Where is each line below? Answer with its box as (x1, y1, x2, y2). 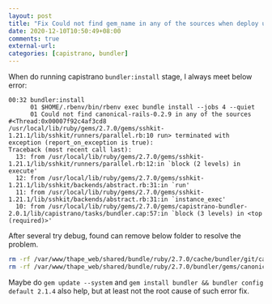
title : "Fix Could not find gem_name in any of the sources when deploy (8, 19, 259, 28)
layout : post (8, 11, 53, 20)
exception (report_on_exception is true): (8, 139, 154, 147)
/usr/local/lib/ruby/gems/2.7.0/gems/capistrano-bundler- (48, 203, 249, 211)
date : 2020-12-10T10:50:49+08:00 (8, 27, 121, 35)
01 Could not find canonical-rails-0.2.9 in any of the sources (29, 110, 252, 118)
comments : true (8, 34, 60, 43)
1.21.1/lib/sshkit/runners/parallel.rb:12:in (8, 160, 164, 168)
